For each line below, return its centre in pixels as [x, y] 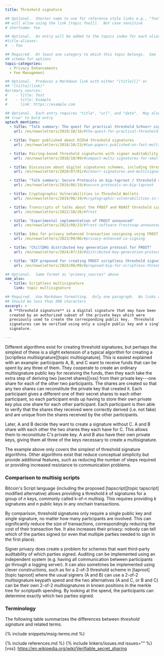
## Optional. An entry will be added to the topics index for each [76, 37]
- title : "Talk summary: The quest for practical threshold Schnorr [81, 127]
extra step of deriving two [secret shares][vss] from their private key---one [81, 378]
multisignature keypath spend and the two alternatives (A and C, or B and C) [82, 580]
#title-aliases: [21, 41]
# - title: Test [25, 95]
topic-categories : [24, 63]
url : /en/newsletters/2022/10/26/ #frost [55, 212]
